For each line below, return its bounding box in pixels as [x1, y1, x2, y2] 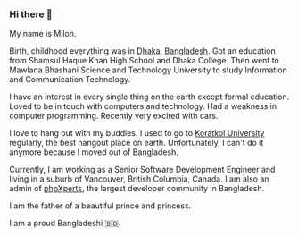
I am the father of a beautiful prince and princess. [9, 200, 192, 211]
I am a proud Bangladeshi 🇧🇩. [9, 218, 122, 229]
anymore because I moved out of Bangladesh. [9, 147, 178, 157]
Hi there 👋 [9, 8, 54, 21]
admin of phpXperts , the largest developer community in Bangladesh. [9, 183, 265, 194]
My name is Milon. [9, 29, 77, 39]
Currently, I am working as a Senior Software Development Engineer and [9, 165, 276, 175]
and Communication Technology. [9, 74, 131, 85]
